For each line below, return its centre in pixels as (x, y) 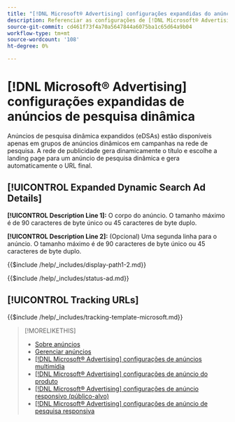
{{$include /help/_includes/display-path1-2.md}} (77, 264)
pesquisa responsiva (65, 411)
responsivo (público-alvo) (72, 396)
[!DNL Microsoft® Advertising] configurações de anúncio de (121, 403)
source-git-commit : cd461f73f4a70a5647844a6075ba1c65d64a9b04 (100, 27)
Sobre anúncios (57, 344)
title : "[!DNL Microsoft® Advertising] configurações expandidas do (109, 14)
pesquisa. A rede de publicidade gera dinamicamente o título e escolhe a (112, 150)
